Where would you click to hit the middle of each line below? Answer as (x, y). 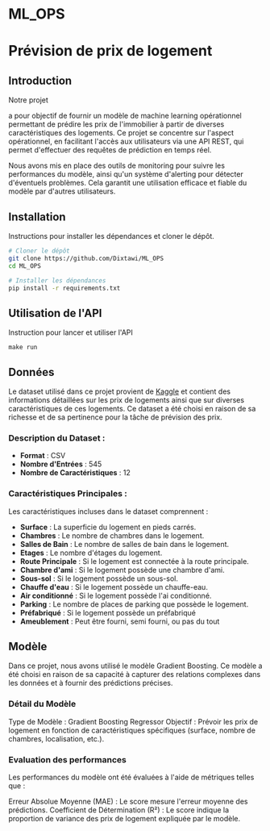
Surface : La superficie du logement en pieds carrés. (108, 527)
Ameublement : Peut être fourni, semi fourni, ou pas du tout (120, 621)
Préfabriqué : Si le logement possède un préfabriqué (108, 612)
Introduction (40, 80)
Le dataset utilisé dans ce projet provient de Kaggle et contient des (120, 391)
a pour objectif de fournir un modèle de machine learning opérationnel (125, 116)
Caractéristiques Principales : (68, 494)
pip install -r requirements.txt (64, 288)
